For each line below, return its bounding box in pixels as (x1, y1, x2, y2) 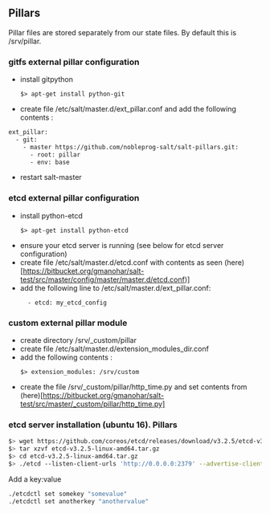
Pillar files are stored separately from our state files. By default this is (8, 27, 237, 37)
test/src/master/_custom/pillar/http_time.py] (19, 399, 166, 409)
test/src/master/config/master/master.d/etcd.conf (19, 275, 185, 284)
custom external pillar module (8, 317, 128, 328)
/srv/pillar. (8, 36, 42, 46)
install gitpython (19, 75, 74, 84)
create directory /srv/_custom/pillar (19, 336, 137, 345)
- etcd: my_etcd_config (27, 299, 107, 307)
